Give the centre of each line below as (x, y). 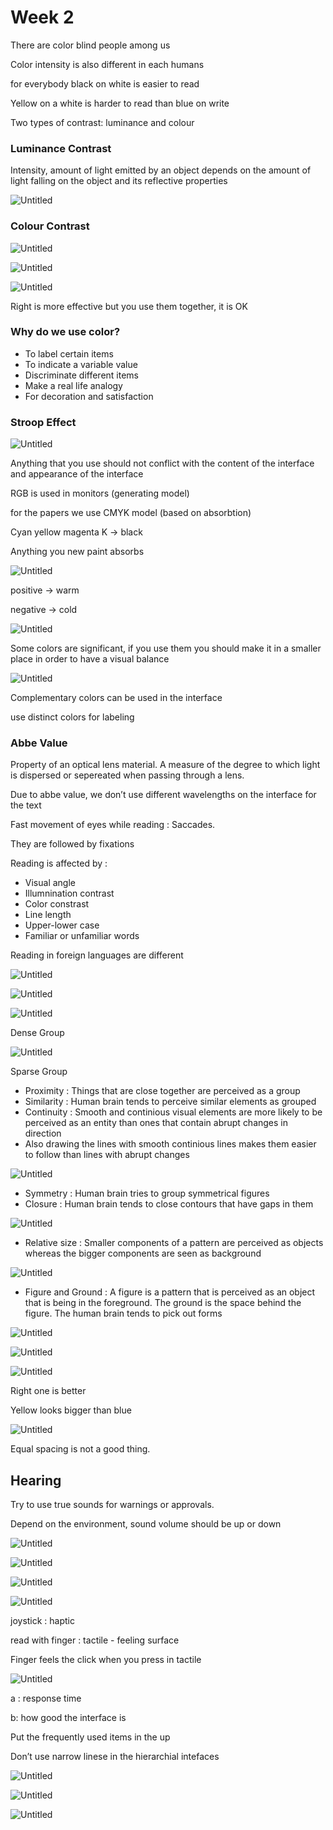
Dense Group (37, 1033)
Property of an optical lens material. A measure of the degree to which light (165, 765)
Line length (48, 915)
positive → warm (45, 590)
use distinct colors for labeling (72, 717)
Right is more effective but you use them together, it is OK (129, 306)
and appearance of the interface (77, 474)
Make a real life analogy (73, 385)
